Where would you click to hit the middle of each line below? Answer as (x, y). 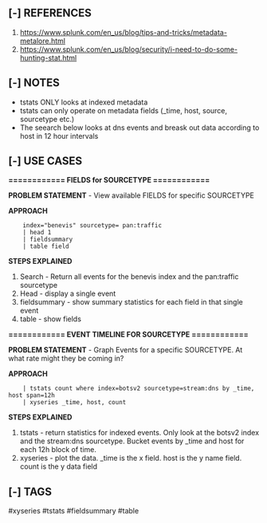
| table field (46, 246)
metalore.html (43, 41)
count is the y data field (59, 466)
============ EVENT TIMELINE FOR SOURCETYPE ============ (128, 335)
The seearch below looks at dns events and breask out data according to (139, 128)
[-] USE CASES (45, 161)
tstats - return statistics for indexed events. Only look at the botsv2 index (139, 433)
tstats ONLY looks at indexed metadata (84, 102)
